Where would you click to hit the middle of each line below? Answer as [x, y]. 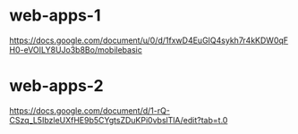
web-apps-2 [57, 86]
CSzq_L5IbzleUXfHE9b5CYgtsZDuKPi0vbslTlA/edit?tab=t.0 [119, 120]
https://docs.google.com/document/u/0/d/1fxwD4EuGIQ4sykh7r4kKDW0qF [149, 40]
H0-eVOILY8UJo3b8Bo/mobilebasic [76, 49]
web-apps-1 [55, 16]
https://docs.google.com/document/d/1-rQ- [89, 110]
